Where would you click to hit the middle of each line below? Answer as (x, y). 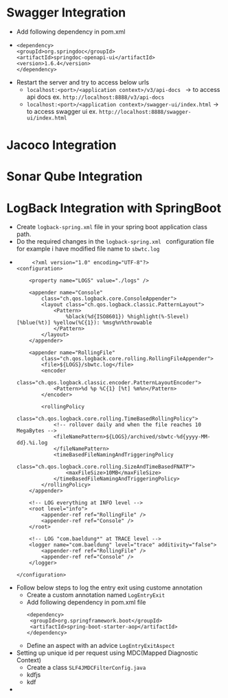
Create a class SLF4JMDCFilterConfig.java (86, 668)
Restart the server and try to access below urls (82, 82)
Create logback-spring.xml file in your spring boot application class (112, 227)
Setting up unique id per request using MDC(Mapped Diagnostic (107, 653)
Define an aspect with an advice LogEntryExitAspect (101, 646)
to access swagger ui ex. (62, 111)
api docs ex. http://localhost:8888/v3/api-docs (95, 97)
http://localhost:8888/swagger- (145, 112)
